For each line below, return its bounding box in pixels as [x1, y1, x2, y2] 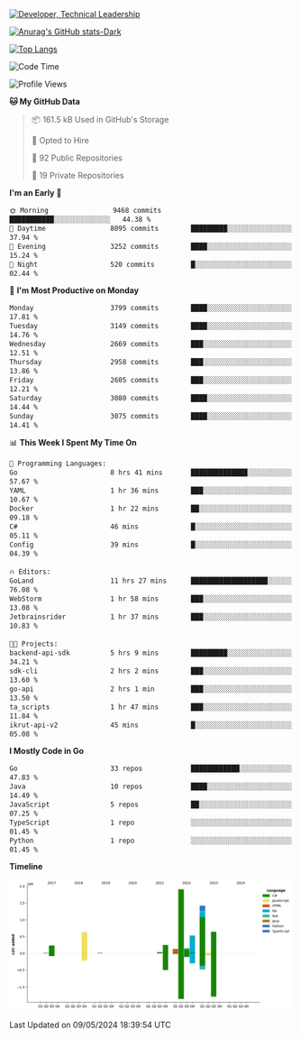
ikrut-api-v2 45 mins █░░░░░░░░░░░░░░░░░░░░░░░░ [9, 721, 293, 730]
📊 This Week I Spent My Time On [9, 437, 137, 447]
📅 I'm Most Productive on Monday [9, 285, 140, 296]
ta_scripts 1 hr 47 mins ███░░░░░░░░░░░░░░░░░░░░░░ [9, 703, 293, 712]
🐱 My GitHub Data [9, 97, 81, 106]
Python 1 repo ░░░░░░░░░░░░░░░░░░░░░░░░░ [9, 836, 293, 845]
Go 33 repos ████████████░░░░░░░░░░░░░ [9, 764, 293, 773]
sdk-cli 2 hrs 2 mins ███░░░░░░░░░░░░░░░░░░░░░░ [9, 667, 293, 676]
